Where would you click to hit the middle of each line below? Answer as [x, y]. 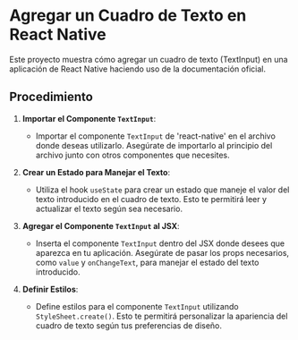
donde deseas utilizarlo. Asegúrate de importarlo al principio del [154, 145]
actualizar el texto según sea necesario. [109, 208]
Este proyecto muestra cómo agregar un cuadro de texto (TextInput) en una [149, 59]
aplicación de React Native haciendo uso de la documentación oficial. [138, 69]
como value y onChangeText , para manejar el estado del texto [147, 262]
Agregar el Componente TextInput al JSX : [101, 225]
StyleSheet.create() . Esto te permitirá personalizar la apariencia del [162, 316]
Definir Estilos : [50, 289]
